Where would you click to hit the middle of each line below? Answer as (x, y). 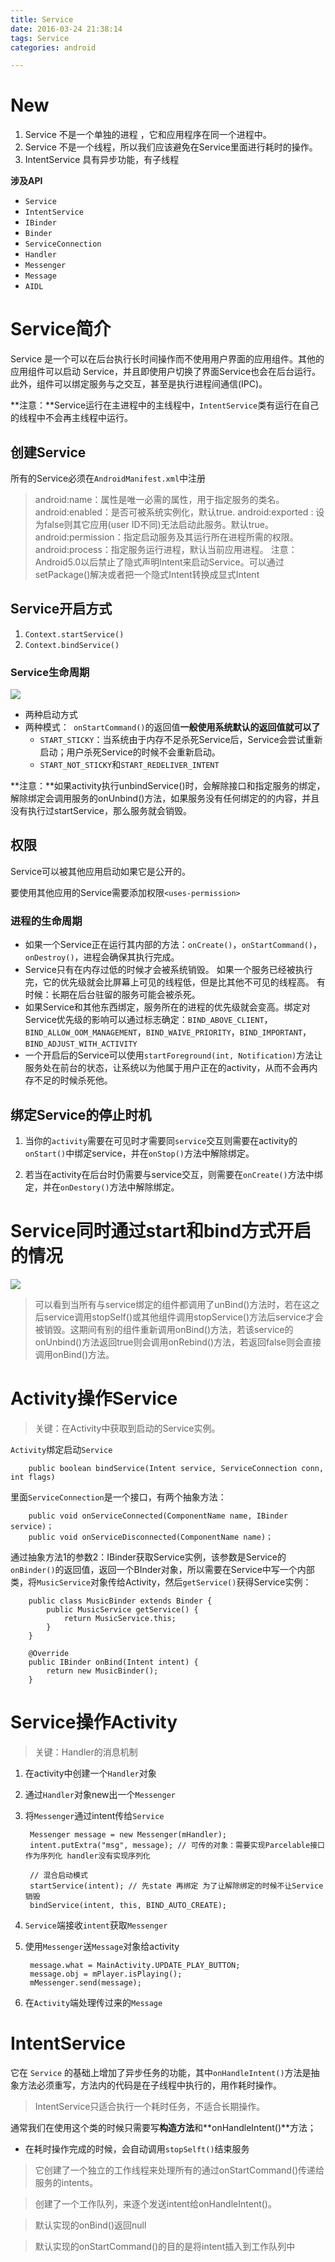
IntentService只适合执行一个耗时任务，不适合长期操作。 (150, 2106)
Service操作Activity (94, 1722)
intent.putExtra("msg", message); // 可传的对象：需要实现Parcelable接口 (177, 1845)
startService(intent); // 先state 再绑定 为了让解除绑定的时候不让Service (176, 1886)
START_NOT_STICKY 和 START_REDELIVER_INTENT (129, 765)
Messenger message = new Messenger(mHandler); (128, 1834)
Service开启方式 (61, 609)
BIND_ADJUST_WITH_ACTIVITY (81, 1044)
